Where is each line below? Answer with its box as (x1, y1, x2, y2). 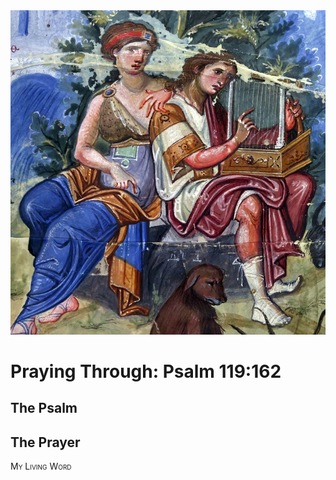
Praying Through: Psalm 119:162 (10, 360, 282, 383)
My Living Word (10, 460, 72, 473)
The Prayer (10, 434, 81, 451)
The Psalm (10, 400, 78, 417)
